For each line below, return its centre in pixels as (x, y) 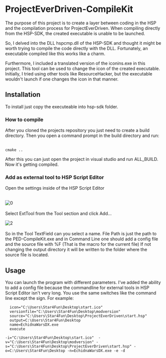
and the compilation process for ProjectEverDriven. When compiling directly (83, 28)
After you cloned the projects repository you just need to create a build (77, 131)
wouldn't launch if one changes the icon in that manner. (62, 79)
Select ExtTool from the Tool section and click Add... (58, 214)
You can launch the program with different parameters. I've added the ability (83, 283)
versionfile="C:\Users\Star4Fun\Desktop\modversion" (65, 312)
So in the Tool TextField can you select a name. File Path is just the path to (81, 234)
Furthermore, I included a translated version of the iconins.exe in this (75, 63)
